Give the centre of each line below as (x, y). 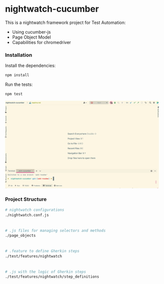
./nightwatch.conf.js (27, 215)
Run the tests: (19, 84)
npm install (17, 75)
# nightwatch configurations (35, 210)
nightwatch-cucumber (52, 9)
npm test (14, 94)
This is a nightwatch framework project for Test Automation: (65, 22)
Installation (19, 55)
